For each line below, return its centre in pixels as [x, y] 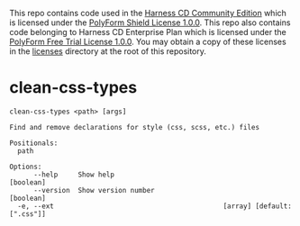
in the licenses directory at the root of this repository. [108, 51]
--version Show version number [94, 190]
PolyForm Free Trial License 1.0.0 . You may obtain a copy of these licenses [148, 41]
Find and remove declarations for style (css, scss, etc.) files [134, 127]
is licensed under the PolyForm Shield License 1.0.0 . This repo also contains [150, 23]
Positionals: [34, 143]
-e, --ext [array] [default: [155, 206]
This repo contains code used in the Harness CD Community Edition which [148, 13]
